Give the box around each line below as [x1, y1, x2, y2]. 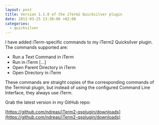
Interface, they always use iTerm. [5, 90, 73, 96]
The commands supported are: [5, 44, 68, 50]
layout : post [5, 7, 32, 12]
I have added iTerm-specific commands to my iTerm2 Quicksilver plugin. [5, 39, 153, 45]
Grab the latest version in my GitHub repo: [5, 99, 91, 105]
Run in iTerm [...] [12, 59, 46, 65]
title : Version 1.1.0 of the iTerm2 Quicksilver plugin [5, 12, 122, 17]
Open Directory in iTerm [12, 70, 62, 76]
